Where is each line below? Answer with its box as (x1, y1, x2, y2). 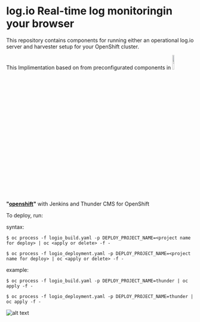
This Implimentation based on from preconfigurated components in (6, 64, 171, 71)
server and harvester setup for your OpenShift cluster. (6, 43, 139, 50)
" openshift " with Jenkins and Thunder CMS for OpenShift (6, 200, 150, 207)
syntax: (6, 223, 24, 231)
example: (6, 266, 29, 273)
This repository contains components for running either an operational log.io (6, 36, 194, 44)
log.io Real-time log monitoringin (6, 4, 173, 18)
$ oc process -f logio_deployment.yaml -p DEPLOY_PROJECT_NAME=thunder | (6, 293, 194, 299)
